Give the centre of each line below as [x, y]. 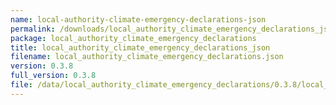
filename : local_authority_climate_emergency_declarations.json [147, 57]
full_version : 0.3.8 [53, 76]
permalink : [33, 29]
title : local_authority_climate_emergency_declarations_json [140, 47]
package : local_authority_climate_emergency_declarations [133, 38]
